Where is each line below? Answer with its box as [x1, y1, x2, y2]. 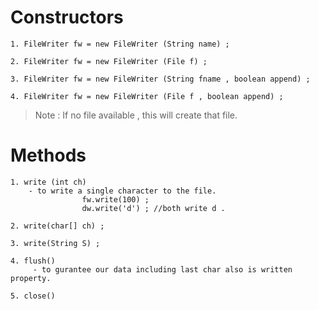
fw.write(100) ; [81, 194, 150, 205]
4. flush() [10, 256, 56, 266]
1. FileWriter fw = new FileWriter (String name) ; [10, 39, 230, 49]
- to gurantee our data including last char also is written [32, 264, 293, 275]
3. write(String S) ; [10, 238, 101, 248]
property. [10, 273, 52, 283]
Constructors [10, 6, 124, 29]
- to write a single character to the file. [28, 186, 217, 196]
